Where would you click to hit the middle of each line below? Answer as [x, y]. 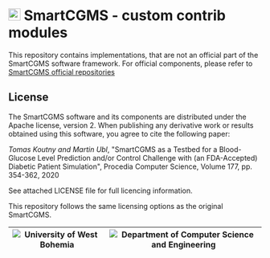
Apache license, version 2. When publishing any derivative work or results [131, 125]
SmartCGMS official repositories [61, 72]
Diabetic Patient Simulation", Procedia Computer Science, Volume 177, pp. [131, 166]
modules [38, 33]
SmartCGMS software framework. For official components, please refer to [131, 63]
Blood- [231, 149]
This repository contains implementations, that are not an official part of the [133, 55]
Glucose [22, 158]
